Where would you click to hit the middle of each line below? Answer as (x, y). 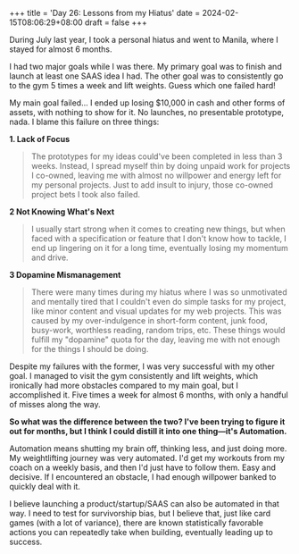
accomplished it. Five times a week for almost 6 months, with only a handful (149, 395)
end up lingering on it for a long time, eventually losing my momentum (159, 248)
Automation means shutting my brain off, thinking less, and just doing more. (148, 449)
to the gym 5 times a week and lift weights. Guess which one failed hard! (143, 85)
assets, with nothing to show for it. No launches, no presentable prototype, (146, 112)
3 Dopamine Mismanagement (65, 275)
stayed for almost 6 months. (61, 49)
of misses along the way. (55, 404)
